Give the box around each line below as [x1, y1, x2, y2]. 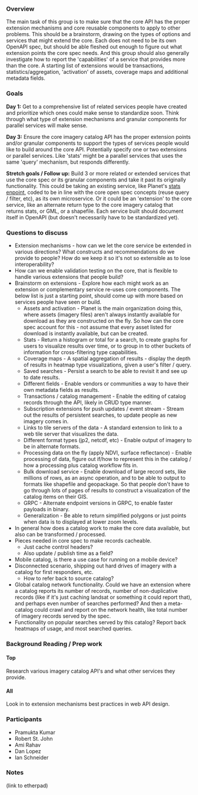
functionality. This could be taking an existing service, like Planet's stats [6, 182, 181, 189]
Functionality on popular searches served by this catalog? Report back [14, 618, 187, 625]
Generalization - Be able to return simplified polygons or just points [23, 512, 187, 519]
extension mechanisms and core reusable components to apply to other [6, 24, 181, 31]
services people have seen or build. [14, 298, 102, 306]
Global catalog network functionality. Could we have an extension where [14, 581, 191, 588]
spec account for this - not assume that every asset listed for [23, 323, 172, 330]
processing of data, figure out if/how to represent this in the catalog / [23, 455, 192, 462]
